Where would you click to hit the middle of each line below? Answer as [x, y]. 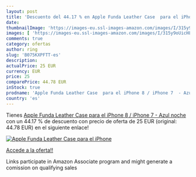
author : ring [22, 50]
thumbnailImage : [26, 28]
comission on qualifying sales [42, 168]
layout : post [22, 11]
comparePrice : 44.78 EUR [36, 82]
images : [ [18, 33]
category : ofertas [28, 44]
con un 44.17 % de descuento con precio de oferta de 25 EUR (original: [91, 121]
